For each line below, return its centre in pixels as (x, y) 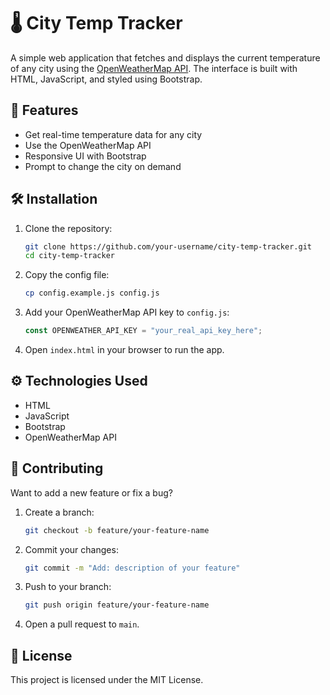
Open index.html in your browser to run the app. (124, 350)
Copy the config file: (67, 275)
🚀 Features (44, 110)
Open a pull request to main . (82, 624)
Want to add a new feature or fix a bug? (91, 492)
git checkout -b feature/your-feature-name (117, 530)
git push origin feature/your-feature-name (117, 605)
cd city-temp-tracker (69, 256)
